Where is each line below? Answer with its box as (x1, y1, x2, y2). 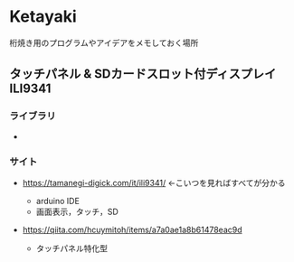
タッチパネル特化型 (35, 242, 109, 254)
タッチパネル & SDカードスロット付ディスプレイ (9, 66, 277, 82)
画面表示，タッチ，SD (35, 206, 119, 217)
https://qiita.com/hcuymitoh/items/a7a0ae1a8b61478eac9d (22, 224, 242, 235)
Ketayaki (9, 6, 77, 27)
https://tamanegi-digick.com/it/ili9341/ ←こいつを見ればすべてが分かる (22, 177, 286, 188)
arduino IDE (35, 195, 80, 206)
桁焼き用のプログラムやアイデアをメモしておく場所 (9, 37, 199, 48)
